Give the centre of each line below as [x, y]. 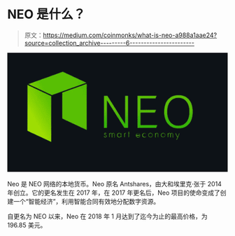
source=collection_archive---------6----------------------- [109, 43]
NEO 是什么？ [47, 14]
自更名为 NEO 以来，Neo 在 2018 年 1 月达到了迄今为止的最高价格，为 [107, 216]
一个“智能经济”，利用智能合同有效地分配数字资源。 [86, 202]
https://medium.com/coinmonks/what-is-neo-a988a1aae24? [130, 35]
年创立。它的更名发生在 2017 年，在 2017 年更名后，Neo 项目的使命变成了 [114, 193]
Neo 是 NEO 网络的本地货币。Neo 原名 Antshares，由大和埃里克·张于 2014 [115, 184]
